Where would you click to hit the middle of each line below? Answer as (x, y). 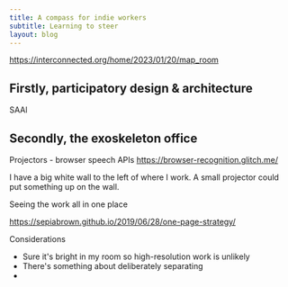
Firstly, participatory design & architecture (131, 88)
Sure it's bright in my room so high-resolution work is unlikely (136, 256)
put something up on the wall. (64, 187)
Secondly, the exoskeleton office (103, 138)
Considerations (37, 239)
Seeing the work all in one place (69, 204)
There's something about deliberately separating (113, 266)
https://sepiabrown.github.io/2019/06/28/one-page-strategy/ (122, 222)
